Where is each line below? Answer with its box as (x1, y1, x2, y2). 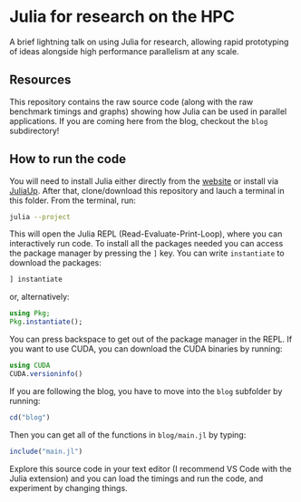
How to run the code (9, 151, 127, 167)
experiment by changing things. (9, 482, 129, 493)
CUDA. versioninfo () (9, 369, 83, 378)
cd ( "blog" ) (9, 412, 51, 422)
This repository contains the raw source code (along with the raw (9, 96, 254, 107)
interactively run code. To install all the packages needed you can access (9, 238, 284, 249)
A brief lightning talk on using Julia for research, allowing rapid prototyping (9, 36, 289, 47)
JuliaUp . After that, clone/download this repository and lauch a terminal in (9, 185, 286, 196)
